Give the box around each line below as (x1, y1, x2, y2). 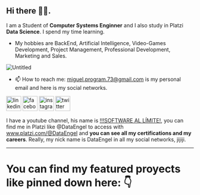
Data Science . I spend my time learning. (6, 28, 105, 35)
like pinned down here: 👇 (6, 176, 132, 189)
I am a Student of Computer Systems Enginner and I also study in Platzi (6, 21, 183, 29)
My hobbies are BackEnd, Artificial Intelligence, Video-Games (14, 39, 166, 46)
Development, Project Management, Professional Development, (14, 46, 171, 53)
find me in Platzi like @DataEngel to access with (6, 123, 124, 130)
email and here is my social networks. (14, 84, 108, 91)
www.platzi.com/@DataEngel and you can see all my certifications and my (6, 129, 192, 137)
